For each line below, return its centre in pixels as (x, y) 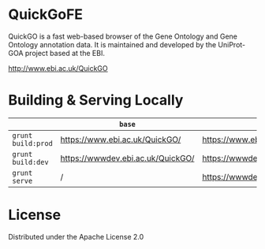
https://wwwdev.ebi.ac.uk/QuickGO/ (127, 158)
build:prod (32, 143)
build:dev (30, 162)
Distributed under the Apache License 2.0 (76, 236)
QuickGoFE (46, 15)
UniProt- (232, 44)
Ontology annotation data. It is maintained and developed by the (112, 44)
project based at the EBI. (65, 53)
